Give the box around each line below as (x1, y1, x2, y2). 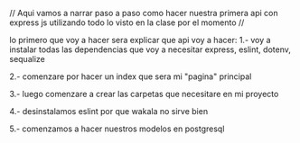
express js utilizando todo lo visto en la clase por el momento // (9, 17, 245, 28)
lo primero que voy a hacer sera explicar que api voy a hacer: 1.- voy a (9, 35, 271, 45)
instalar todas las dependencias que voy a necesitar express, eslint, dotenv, (9, 44, 291, 55)
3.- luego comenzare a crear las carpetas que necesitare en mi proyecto (9, 89, 279, 99)
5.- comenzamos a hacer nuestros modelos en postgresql (9, 123, 225, 134)
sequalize (9, 54, 45, 64)
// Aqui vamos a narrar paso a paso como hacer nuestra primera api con (9, 8, 278, 18)
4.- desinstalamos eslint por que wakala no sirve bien (9, 106, 209, 116)
